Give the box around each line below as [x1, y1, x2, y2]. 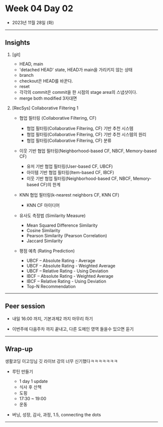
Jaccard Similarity [26, 238, 63, 244]
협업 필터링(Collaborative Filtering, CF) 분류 [26, 137, 112, 143]
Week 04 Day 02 [5, 3, 74, 14]
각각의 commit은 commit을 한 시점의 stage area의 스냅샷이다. [19, 89, 137, 95]
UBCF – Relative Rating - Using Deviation [26, 268, 108, 274]
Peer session [5, 302, 45, 310]
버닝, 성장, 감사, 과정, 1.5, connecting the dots [12, 412, 101, 418]
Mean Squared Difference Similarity [26, 222, 98, 228]
